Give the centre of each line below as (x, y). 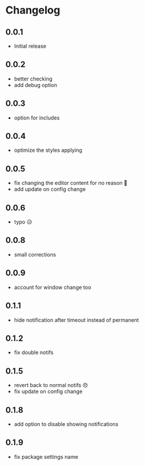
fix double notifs (34, 352)
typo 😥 (23, 222)
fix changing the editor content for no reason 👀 (70, 183)
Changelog (33, 10)
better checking (33, 79)
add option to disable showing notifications (66, 424)
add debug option (36, 85)
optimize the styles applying (48, 150)
